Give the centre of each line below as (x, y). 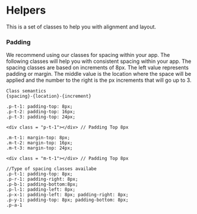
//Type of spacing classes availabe (51, 169)
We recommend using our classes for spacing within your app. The (88, 55)
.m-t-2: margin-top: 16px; (39, 143)
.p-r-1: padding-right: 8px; (42, 179)
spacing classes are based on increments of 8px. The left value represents (97, 68)
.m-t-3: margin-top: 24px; (39, 148)
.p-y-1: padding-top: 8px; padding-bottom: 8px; (67, 200)
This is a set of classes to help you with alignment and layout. (81, 27)
